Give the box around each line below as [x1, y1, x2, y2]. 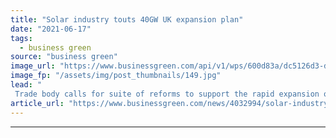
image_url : [10, 61, 56, 71]
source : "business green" [10, 52, 118, 62]
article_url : [10, 98, 65, 108]
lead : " [10, 80, 43, 90]
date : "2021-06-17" [10, 24, 92, 34]
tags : [10, 33, 33, 43]
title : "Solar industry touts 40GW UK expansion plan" [10, 14, 244, 25]
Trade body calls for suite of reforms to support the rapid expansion [14, 89, 320, 99]
